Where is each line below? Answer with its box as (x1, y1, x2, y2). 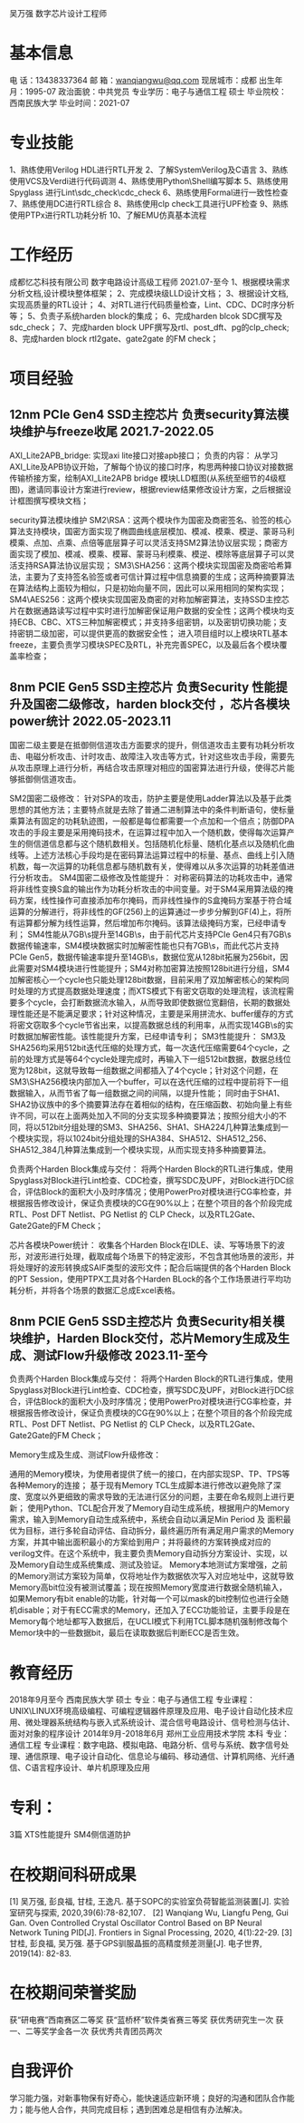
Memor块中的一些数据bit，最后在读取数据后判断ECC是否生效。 (9, 1627, 244, 1639)
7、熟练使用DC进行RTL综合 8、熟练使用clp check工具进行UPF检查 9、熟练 (9, 198, 290, 209)
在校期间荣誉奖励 (9, 1982, 138, 2003)
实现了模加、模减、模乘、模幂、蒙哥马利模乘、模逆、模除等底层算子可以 (16, 548, 287, 560)
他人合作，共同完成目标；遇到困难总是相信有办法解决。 (40, 2104, 247, 2115)
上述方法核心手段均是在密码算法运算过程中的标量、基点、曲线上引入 (33, 849, 287, 860)
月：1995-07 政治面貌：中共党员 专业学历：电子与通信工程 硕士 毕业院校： (9, 85, 288, 97)
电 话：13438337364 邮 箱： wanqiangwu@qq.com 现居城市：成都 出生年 (9, 74, 283, 85)
